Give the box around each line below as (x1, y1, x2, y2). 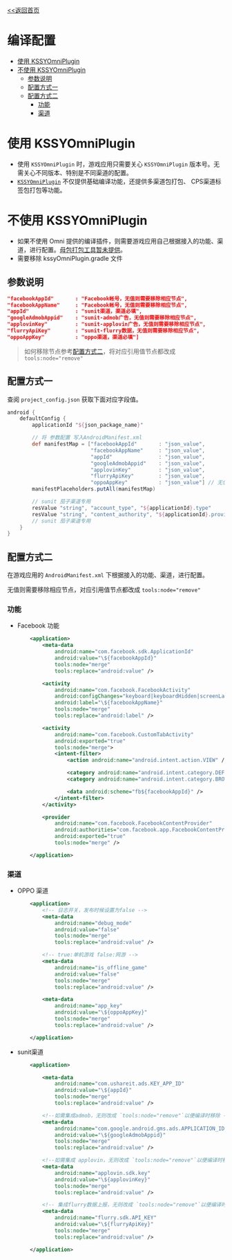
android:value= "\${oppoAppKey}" (54, 1009, 148, 1016)
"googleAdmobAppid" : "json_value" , (90, 459, 206, 467)
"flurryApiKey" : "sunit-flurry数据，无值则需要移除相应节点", (7, 327, 200, 334)
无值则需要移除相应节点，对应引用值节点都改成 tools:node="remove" (7, 585, 201, 594)
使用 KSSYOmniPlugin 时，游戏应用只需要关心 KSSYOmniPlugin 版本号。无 (17, 160, 220, 168)
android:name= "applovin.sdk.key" (54, 1169, 151, 1176)
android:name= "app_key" (54, 1003, 123, 1010)
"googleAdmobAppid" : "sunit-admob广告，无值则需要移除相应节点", (7, 314, 197, 322)
